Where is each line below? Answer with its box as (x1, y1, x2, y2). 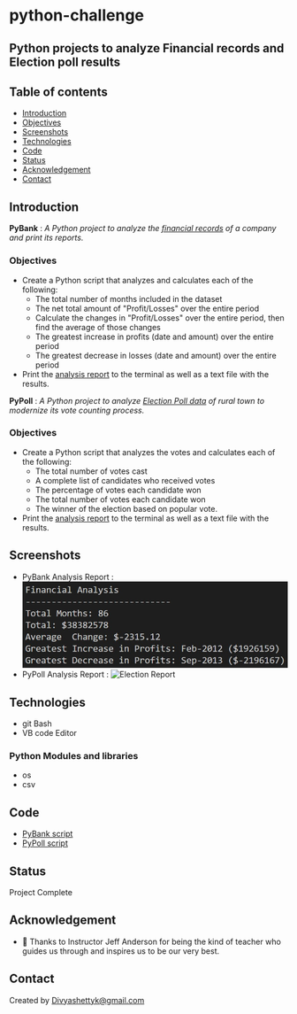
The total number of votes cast (34, 466, 148, 476)
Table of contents (9, 84, 108, 99)
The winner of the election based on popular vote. (34, 503, 218, 514)
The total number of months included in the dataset (34, 293, 223, 304)
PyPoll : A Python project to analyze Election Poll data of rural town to (9, 395, 265, 406)
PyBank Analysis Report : (21, 571, 114, 582)
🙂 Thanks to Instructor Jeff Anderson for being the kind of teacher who (21, 936, 281, 947)
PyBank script (21, 829, 73, 840)
